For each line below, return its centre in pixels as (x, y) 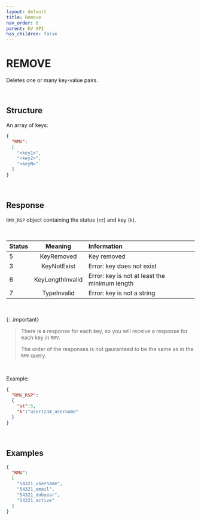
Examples (25, 453)
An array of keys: (28, 125)
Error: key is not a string (122, 293)
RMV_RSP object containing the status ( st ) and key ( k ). (71, 220)
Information (105, 246)
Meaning (59, 246)
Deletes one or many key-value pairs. (52, 80)
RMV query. (33, 355)
